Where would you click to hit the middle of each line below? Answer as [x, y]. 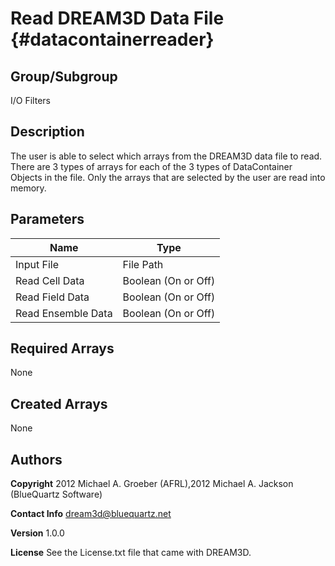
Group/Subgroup [64, 76]
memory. [28, 188]
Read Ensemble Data [64, 313]
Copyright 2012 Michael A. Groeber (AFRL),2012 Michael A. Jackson [152, 484]
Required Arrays [62, 348]
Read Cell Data [50, 280]
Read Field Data [52, 297]
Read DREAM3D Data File [117, 18]
